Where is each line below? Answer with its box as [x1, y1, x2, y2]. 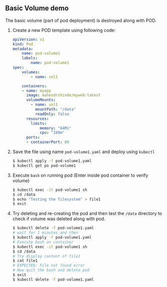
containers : [22, 83, 47, 89]
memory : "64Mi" [39, 125, 71, 130]
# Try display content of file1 [12, 254, 80, 259]
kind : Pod [12, 41, 34, 47]
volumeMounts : [26, 98, 56, 103]
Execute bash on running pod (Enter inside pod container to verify [12, 172, 148, 178]
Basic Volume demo [5, 4, 69, 13]
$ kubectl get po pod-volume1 [12, 163, 76, 168]
